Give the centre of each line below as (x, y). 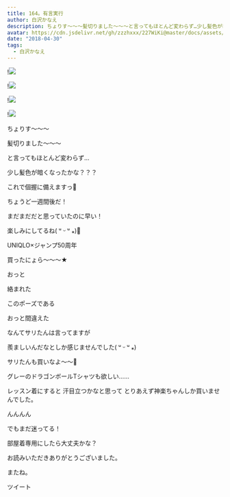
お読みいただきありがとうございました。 (64, 457)
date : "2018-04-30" (35, 39)
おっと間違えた (28, 318)
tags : (15, 45)
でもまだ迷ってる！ (34, 428)
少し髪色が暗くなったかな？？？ (52, 172)
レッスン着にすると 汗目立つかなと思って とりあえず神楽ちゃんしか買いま (111, 391)
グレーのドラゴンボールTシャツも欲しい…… (68, 376)
